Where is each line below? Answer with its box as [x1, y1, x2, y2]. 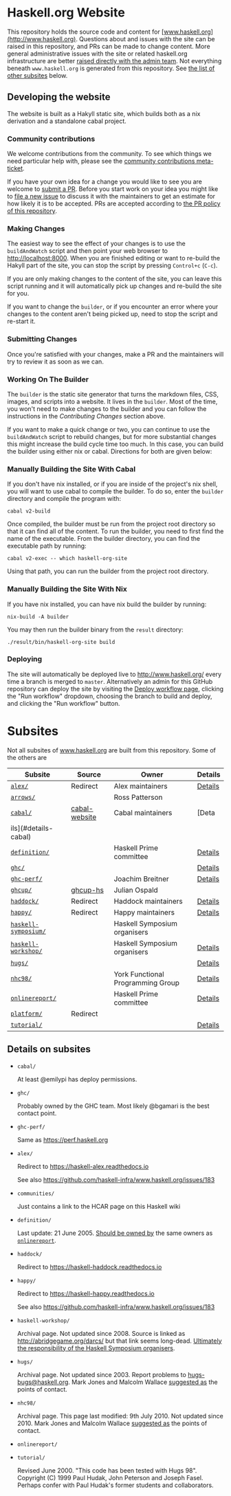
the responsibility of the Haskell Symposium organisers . [16, 1343, 175, 1352]
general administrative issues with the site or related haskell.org [7, 49, 188, 58]
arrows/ [10, 793, 36, 801]
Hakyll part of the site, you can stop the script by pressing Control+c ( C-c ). [7, 261, 218, 269]
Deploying [7, 654, 43, 664]
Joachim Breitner [113, 874, 170, 884]
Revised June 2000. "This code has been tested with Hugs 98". [16, 1466, 197, 1475]
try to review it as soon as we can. [7, 357, 104, 366]
